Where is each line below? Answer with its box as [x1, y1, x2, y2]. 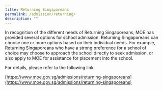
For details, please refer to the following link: [5, 65, 95, 71]
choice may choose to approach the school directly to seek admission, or [5, 50, 154, 56]
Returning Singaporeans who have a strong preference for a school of [5, 45, 147, 51]
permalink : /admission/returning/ [5, 12, 76, 17]
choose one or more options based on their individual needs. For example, [5, 40, 156, 46]
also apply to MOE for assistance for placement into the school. [5, 55, 134, 61]
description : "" [5, 16, 38, 21]
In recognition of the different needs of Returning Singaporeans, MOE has [5, 30, 154, 36]
